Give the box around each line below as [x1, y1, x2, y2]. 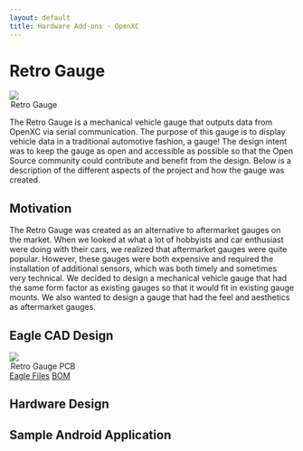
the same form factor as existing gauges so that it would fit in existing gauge [9, 282, 295, 294]
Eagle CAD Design [9, 327, 114, 343]
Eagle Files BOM [9, 371, 71, 381]
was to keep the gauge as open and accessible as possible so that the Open [9, 146, 294, 156]
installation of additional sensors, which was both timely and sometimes [9, 263, 278, 274]
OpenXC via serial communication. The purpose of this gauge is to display [9, 127, 287, 137]
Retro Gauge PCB [10, 361, 76, 371]
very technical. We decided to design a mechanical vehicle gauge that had [9, 273, 288, 284]
